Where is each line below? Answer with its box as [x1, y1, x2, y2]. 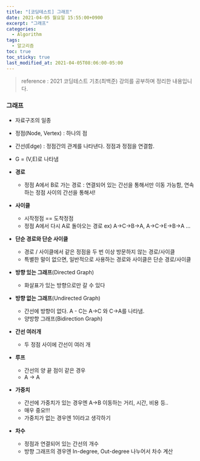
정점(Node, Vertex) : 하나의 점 [15, 129, 88, 137]
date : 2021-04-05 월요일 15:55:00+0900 [6, 15, 103, 21]
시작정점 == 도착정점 [24, 214, 74, 222]
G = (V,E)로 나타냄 [15, 155, 59, 162]
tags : [6, 37, 20, 43]
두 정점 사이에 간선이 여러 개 [24, 341, 91, 348]
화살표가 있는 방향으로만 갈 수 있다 [24, 281, 105, 289]
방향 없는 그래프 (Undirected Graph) [15, 294, 101, 302]
